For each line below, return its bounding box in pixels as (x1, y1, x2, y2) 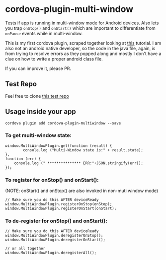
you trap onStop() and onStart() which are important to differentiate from (5, 25, 156, 31)
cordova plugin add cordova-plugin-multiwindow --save (5, 121, 121, 126)
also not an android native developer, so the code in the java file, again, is (5, 45, 156, 51)
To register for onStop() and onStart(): (5, 176, 99, 183)
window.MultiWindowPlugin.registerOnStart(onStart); (5, 206, 117, 211)
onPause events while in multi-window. (5, 30, 83, 36)
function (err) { (5, 156, 41, 161)
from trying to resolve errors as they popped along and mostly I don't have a (5, 51, 162, 57)
